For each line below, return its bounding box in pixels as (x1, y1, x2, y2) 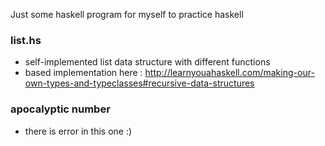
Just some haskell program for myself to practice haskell (10, 9, 244, 20)
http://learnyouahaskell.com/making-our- (144, 67, 315, 79)
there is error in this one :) (24, 125, 133, 137)
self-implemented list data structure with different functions (24, 56, 271, 68)
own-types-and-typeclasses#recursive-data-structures (24, 77, 255, 89)
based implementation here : (24, 67, 143, 79)
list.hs (10, 33, 42, 47)
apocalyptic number (10, 102, 111, 116)
